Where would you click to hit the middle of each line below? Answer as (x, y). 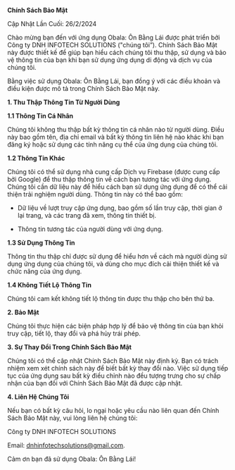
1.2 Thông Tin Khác (36, 158)
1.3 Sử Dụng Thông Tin (41, 243)
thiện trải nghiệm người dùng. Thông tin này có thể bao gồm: (95, 194)
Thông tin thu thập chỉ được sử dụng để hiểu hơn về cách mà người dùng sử (117, 256)
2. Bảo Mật (23, 312)
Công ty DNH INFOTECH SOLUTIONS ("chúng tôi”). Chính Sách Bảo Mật (113, 45)
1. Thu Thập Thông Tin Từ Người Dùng (64, 102)
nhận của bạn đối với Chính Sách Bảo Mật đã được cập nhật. (95, 383)
